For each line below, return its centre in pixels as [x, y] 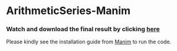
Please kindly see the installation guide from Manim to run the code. [89, 42]
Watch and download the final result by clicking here [83, 29]
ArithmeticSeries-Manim [68, 11]
